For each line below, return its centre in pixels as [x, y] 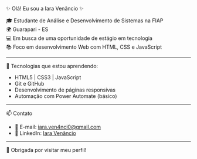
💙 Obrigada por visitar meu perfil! [46, 150]
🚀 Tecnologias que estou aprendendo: [52, 66]
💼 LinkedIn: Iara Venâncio [45, 133]
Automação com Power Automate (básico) [66, 96]
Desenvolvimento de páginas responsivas [65, 90]
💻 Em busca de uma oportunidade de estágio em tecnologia [79, 38]
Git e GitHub [29, 84]
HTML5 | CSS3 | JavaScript [48, 77]
